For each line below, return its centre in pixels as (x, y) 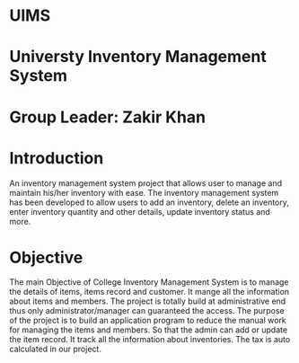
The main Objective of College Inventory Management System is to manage (149, 282)
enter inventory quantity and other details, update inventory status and (140, 211)
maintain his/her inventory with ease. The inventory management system (144, 192)
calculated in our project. (55, 349)
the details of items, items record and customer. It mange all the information (149, 292)
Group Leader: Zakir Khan (108, 117)
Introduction (57, 158)
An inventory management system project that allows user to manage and (146, 183)
